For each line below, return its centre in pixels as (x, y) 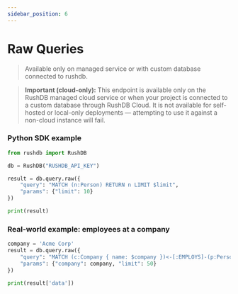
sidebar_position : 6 (38, 14)
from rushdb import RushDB (47, 153)
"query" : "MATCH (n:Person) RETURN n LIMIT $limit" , (100, 185)
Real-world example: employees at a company (89, 229)
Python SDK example (44, 138)
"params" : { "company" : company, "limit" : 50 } (89, 264)
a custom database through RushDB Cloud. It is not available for (118, 105)
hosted (35, 112)
